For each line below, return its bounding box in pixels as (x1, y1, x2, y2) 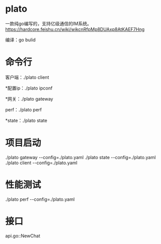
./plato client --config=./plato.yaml (5, 160, 78, 166)
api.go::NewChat (5, 232, 41, 239)
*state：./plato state (5, 117, 47, 124)
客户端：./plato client (5, 74, 49, 80)
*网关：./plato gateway (5, 96, 53, 102)
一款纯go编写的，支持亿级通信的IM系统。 (5, 20, 92, 26)
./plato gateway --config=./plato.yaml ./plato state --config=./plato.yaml (5, 154, 156, 160)
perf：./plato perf (5, 106, 42, 112)
